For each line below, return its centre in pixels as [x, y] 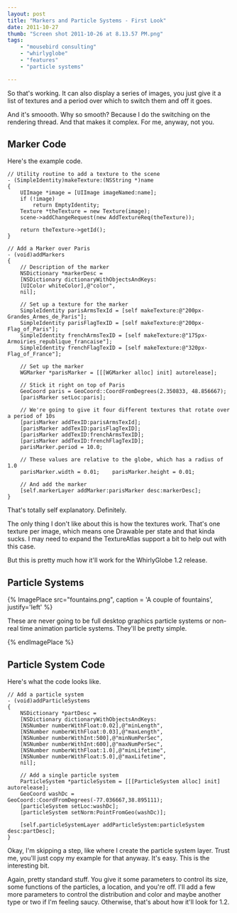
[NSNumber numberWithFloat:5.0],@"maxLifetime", [93, 757]
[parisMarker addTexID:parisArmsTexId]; [81, 423]
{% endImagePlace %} [41, 642]
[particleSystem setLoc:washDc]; [70, 807]
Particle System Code [56, 664]
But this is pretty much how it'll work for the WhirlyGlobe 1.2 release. [108, 560]
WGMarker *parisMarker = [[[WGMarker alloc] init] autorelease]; [119, 373]
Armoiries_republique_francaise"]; [60, 342]
